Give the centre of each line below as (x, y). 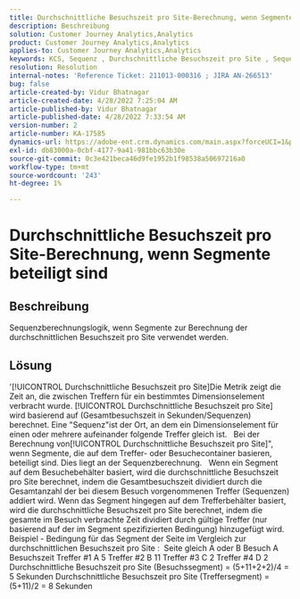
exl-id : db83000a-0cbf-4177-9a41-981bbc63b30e (97, 150)
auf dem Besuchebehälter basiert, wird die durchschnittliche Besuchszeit (144, 472)
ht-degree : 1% (36, 184)
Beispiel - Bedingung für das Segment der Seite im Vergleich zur (128, 538)
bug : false (29, 84)
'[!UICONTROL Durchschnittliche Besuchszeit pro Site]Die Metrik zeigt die (145, 387)
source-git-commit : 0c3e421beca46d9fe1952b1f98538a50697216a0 (127, 158)
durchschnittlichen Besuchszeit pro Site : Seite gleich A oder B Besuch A (144, 548)
